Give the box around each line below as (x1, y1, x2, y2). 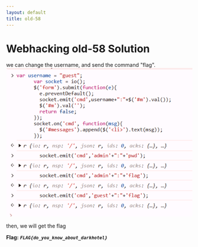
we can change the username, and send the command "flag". (6, 61, 155, 69)
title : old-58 (6, 15, 41, 22)
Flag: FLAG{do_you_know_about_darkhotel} (6, 233, 108, 240)
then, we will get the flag (6, 222, 66, 229)
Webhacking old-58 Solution (6, 42, 150, 56)
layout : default (6, 9, 46, 15)
